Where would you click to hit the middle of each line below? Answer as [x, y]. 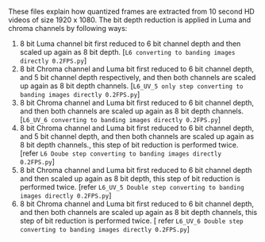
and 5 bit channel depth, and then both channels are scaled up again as [137, 136]
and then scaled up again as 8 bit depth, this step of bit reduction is [130, 179]
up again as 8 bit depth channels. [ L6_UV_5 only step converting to [131, 86]
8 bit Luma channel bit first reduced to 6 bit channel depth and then [130, 44]
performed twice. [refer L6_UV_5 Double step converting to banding [132, 187]
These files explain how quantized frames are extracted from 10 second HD [132, 12]
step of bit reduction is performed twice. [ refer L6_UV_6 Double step [131, 221]
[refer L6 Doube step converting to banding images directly [121, 153]
